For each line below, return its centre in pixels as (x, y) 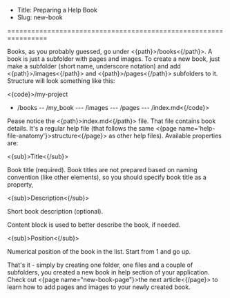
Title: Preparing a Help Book (57, 10)
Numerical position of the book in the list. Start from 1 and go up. (99, 251)
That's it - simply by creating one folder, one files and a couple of (100, 265)
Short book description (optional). (55, 211)
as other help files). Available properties (165, 136)
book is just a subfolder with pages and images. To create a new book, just (114, 59)
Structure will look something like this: (61, 81)
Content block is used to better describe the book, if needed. (94, 225)
